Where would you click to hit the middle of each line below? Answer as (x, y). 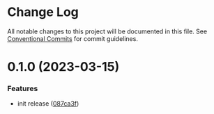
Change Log (43, 12)
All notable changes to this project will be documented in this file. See (107, 31)
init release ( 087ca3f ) (48, 104)
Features (23, 89)
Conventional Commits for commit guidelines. (72, 38)
